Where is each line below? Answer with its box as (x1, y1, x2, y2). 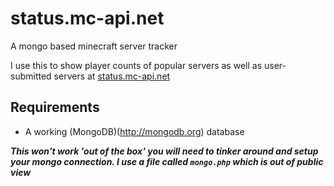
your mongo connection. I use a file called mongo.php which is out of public (10, 155, 324, 167)
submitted (10, 70, 52, 82)
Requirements (10, 99, 100, 116)
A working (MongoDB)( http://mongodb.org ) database (24, 125, 245, 137)
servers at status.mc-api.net (53, 70, 171, 82)
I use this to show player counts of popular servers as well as (10, 59, 263, 71)
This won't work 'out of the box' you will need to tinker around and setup (10, 145, 319, 157)
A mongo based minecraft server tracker (10, 40, 178, 52)
